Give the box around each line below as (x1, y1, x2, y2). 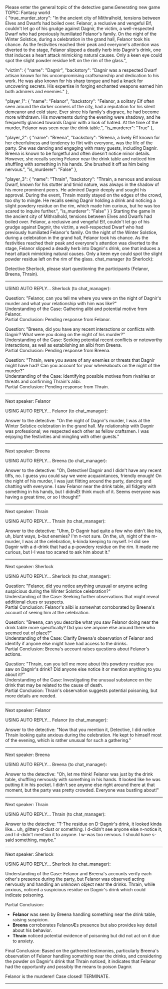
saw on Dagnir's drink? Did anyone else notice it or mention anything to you (5, 666, 161, 672)
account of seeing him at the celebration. (5, 610, 90, 615)
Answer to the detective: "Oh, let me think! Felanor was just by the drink (5, 771, 153, 777)
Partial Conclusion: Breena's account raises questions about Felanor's (5, 646, 149, 652)
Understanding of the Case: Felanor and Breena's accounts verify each (5, 871, 152, 876)
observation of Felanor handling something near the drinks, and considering (5, 953, 162, 959)
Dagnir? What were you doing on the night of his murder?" (5, 332, 125, 337)
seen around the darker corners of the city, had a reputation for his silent (5, 104, 155, 109)
